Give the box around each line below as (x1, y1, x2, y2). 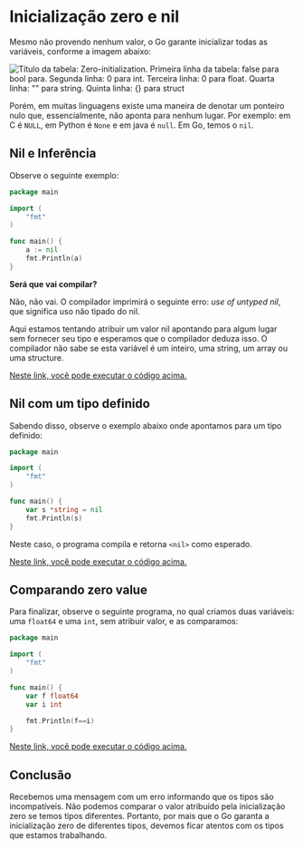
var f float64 (25, 691, 79, 700)
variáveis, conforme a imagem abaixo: (9, 45, 152, 56)
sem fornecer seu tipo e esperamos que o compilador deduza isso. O (9, 333, 269, 343)
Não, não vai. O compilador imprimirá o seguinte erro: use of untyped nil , (9, 296, 281, 307)
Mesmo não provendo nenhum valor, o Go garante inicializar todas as (9, 36, 269, 47)
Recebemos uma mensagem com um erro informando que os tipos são (9, 791, 274, 803)
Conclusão (9, 767, 72, 783)
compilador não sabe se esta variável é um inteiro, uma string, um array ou (9, 342, 288, 353)
